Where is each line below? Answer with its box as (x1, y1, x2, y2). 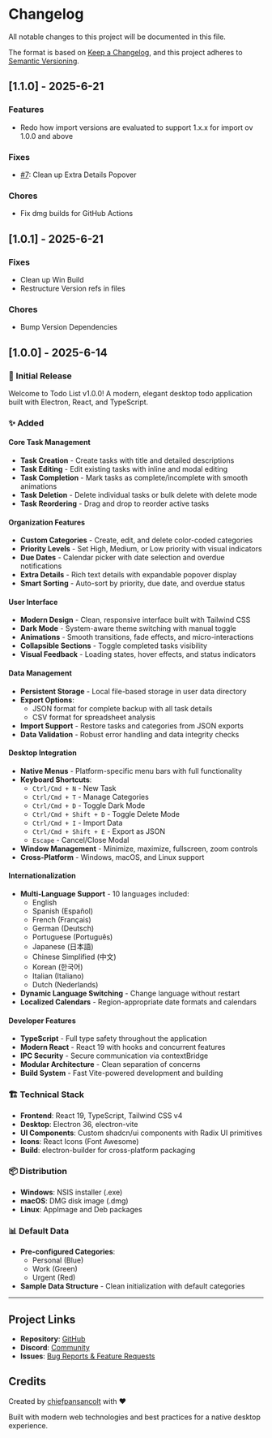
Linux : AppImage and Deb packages (19, 1204, 143, 1214)
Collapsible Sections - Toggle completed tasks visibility (19, 641, 208, 650)
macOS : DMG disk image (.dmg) (19, 1195, 129, 1206)
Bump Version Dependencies (19, 322, 117, 332)
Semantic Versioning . (8, 56, 79, 66)
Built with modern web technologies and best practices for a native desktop (8, 1412, 261, 1422)
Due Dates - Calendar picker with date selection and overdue (19, 553, 225, 563)
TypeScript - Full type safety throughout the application (19, 1034, 208, 1043)
